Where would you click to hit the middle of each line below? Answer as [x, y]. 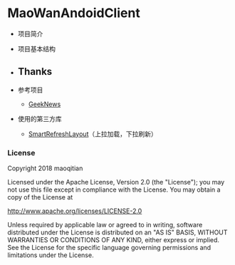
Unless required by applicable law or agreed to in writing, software [105, 225]
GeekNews [45, 104]
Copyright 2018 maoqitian [45, 168]
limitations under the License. [51, 255]
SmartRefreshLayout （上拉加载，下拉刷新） [93, 134]
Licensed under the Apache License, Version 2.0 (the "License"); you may [116, 182]
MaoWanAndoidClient [74, 13]
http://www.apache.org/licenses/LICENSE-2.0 [75, 211]
